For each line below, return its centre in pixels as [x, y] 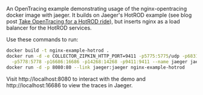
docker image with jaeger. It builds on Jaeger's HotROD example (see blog [99, 15]
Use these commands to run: [42, 39]
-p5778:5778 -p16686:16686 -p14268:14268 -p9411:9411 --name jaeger [100, 62]
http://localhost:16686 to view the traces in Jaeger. [69, 85]
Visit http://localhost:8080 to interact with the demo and [76, 79]
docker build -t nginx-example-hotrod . [58, 51]
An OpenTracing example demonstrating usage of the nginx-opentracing [97, 9]
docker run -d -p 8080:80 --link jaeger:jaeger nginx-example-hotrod [96, 67]
